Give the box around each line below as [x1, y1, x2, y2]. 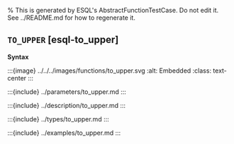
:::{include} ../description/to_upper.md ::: [7, 101, 126, 109]
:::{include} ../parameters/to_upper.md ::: [7, 88, 126, 96]
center [7, 73, 27, 82]
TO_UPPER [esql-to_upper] [7, 34, 119, 46]
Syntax [7, 52, 29, 61]
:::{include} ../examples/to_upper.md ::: [7, 128, 121, 137]
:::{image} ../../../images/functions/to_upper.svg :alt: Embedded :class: [7, 66, 211, 75]
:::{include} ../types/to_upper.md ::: [7, 114, 109, 123]
